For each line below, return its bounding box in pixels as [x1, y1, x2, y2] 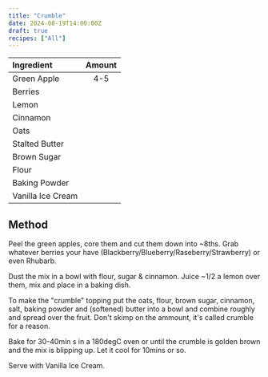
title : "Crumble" [8, 11, 66, 20]
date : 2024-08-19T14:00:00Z [8, 19, 102, 27]
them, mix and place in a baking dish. [8, 280, 131, 290]
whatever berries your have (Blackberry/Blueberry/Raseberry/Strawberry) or [8, 248, 260, 257]
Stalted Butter [12, 138, 64, 149]
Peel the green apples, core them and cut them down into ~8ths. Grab [8, 239, 239, 249]
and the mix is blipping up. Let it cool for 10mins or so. [8, 346, 186, 355]
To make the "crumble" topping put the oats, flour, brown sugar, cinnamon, [8, 296, 255, 306]
